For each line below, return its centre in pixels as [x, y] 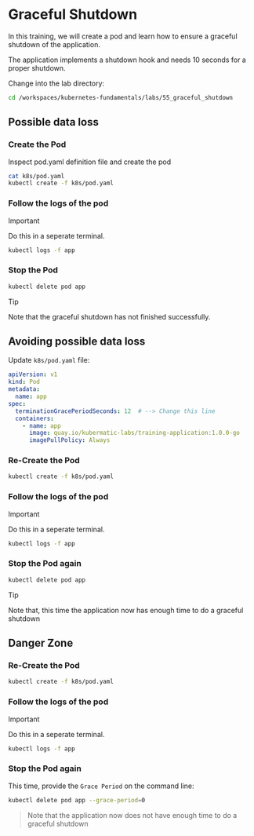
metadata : [24, 389]
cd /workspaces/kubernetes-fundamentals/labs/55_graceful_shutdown [121, 97]
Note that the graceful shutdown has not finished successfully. [109, 316]
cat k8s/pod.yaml [36, 176]
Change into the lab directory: [56, 83]
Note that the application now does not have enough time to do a [132, 815]
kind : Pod [24, 382]
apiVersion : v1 [33, 374]
